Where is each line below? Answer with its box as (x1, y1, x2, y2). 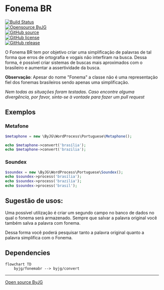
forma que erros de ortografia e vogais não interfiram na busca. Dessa (5, 54, 147, 60)
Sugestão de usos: (5, 197, 63, 205)
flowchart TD (5, 262, 32, 267)
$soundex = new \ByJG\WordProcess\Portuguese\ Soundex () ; (5, 170, 123, 174)
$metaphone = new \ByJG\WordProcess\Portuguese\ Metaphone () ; (5, 134, 132, 139)
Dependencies (5, 249, 50, 257)
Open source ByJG (5, 279, 43, 285)
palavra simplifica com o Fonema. (5, 234, 73, 240)
